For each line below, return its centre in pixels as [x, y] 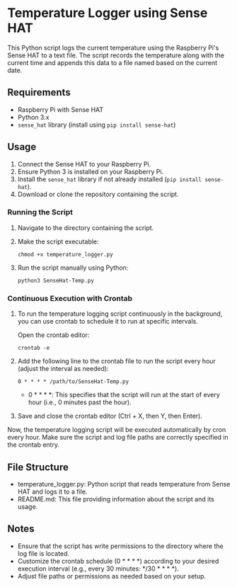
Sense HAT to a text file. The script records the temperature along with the [116, 55]
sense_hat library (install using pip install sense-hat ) [97, 125]
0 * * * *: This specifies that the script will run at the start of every [124, 395]
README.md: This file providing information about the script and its [116, 499]
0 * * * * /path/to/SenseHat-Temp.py [73, 382]
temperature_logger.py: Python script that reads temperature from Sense [124, 484]
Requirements [39, 92]
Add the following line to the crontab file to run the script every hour [116, 361]
